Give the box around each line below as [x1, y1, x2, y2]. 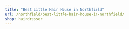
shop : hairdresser [5, 16, 43, 21]
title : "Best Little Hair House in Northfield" [5, 7, 105, 12]
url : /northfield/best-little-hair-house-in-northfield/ [5, 12, 125, 17]
